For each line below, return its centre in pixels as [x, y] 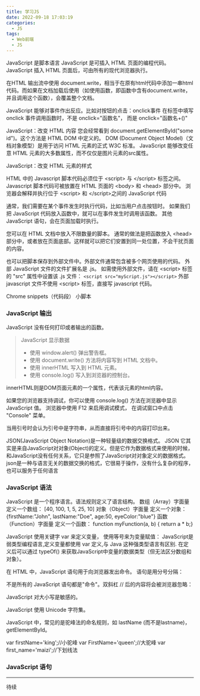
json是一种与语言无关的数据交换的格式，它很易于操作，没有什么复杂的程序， [100, 463]
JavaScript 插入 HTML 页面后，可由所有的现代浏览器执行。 [79, 70]
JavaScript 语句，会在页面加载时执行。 [54, 221]
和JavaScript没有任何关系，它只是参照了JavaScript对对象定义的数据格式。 [98, 456]
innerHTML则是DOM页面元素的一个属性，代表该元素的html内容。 [86, 388]
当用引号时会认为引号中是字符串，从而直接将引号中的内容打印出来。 [90, 428]
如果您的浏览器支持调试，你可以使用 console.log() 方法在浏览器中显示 [92, 401]
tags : [13, 34]
